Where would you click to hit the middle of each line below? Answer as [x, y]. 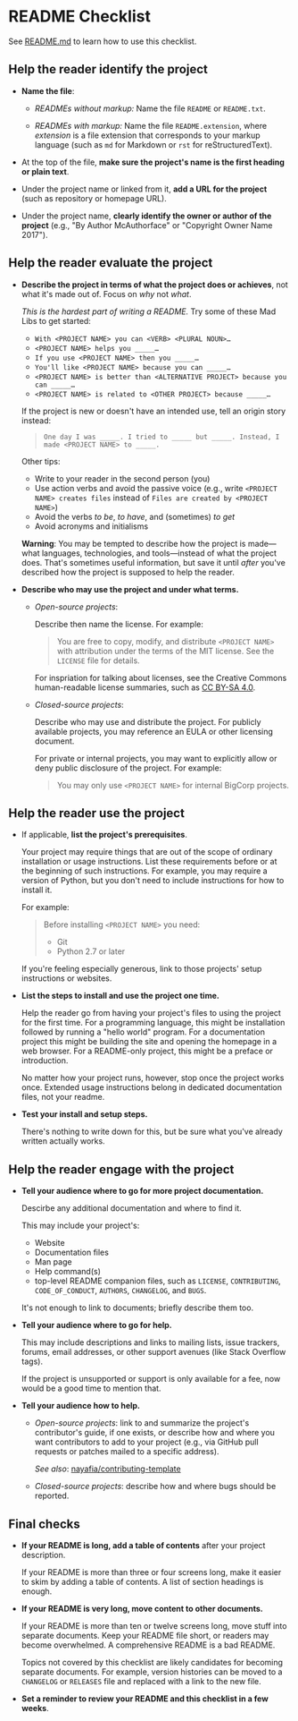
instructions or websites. [66, 978]
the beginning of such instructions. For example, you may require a [145, 871]
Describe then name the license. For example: [119, 624]
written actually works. [63, 1141]
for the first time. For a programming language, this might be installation [153, 1023]
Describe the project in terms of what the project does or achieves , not [155, 285]
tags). [32, 1361]
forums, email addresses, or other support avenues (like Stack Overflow [153, 1352]
